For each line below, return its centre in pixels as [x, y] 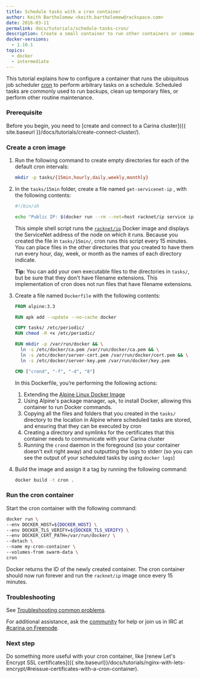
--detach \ [20, 541]
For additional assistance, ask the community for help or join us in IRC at [95, 621]
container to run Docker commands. [68, 407]
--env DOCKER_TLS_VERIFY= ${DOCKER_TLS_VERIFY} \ [68, 530]
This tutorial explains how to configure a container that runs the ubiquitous [98, 79]
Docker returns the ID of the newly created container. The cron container [96, 569]
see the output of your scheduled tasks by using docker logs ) [99, 457]
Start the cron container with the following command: [71, 508]
